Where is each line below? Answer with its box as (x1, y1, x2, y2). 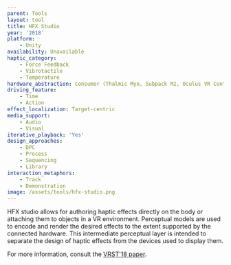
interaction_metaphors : (7, 170, 76, 176)
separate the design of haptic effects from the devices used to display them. (7, 237, 223, 245)
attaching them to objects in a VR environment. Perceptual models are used (7, 215, 221, 223)
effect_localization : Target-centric (7, 106, 115, 113)
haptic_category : (7, 55, 57, 62)
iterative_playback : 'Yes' (7, 131, 85, 138)
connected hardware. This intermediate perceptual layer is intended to (7, 229, 206, 238)
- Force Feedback (19, 61, 69, 68)
